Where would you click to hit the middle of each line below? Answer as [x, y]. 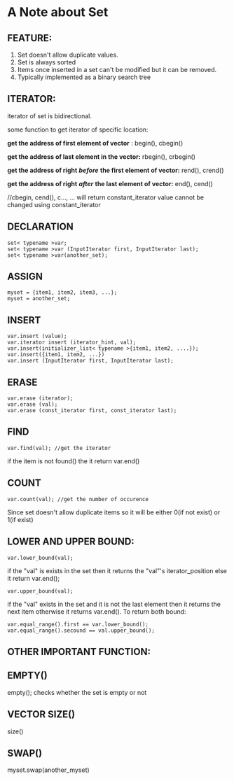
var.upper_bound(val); [40, 591]
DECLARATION [40, 227]
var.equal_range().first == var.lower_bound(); [78, 624]
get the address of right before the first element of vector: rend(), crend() [116, 170]
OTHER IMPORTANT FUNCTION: [79, 652]
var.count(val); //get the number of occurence [78, 499]
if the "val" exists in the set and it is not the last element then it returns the [114, 604]
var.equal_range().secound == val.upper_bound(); [81, 631]
